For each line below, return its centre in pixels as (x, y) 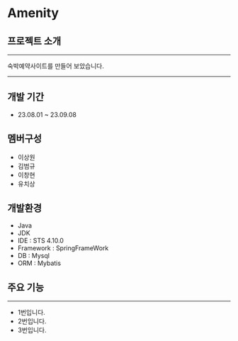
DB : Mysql (33, 256)
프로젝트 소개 (34, 41)
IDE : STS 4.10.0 (40, 241)
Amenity (33, 13)
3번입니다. (32, 330)
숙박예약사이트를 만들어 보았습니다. (56, 66)
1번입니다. (32, 313)
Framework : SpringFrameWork (63, 248)
